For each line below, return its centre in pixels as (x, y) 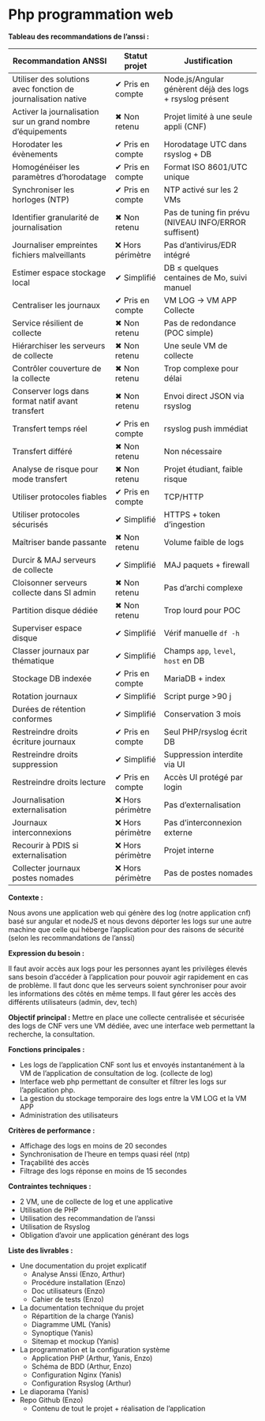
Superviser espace (47, 628)
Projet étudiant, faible (203, 469)
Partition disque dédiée (55, 610)
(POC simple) (189, 333)
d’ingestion (184, 524)
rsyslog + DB (188, 154)
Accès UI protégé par (203, 777)
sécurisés (30, 524)
